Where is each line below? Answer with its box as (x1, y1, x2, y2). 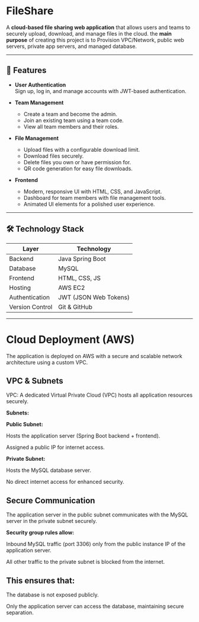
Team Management (14, 99, 64, 106)
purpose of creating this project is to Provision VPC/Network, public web (6, 36, 185, 43)
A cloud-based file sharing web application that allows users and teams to (6, 24, 191, 31)
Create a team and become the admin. (23, 110, 117, 117)
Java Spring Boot (58, 254, 107, 263)
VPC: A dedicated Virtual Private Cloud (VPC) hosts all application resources (6, 391, 193, 398)
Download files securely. (23, 152, 84, 160)
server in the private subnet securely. (6, 518, 98, 525)
